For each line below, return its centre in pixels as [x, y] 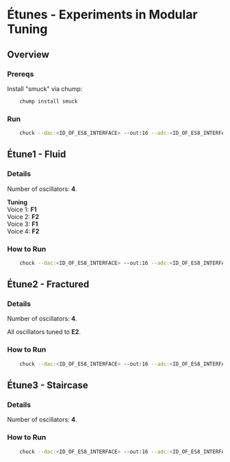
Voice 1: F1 [22, 209]
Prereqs [21, 74]
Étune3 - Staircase [48, 386]
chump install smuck [49, 101]
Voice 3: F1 [23, 224]
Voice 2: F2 [23, 216]
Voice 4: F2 [23, 231]
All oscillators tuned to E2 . [44, 332]
